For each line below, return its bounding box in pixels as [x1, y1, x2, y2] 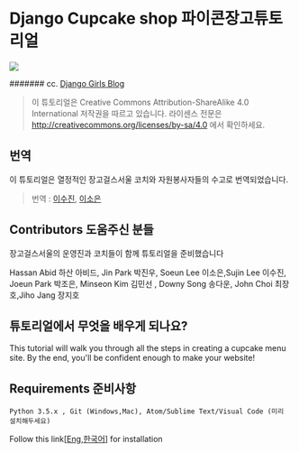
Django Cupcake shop [9, 8, 178, 29]
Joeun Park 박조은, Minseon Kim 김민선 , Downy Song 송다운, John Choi [9, 278, 273, 289]
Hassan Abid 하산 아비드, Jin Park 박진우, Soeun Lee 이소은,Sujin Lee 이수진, [9, 267, 286, 278]
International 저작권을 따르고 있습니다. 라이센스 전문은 [31, 107, 222, 118]
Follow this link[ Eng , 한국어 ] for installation [9, 434, 164, 445]
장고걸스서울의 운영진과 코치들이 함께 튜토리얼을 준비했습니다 [9, 247, 224, 258]
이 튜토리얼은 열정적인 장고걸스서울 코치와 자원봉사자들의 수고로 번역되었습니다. [9, 173, 289, 185]
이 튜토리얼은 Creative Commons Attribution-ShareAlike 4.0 [31, 97, 249, 107]
